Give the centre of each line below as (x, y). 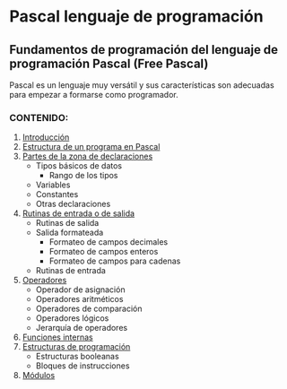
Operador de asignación (80, 290)
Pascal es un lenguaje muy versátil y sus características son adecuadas (142, 85)
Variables (53, 185)
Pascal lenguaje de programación (136, 17)
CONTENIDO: (39, 117)
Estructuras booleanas (77, 357)
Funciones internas (57, 337)
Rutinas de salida (67, 223)
